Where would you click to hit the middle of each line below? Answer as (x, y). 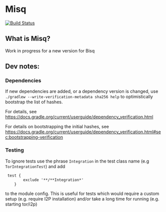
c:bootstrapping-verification (34, 137)
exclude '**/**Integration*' (53, 180)
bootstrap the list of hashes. (34, 102)
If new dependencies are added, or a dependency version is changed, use (82, 91)
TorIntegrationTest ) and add (35, 166)
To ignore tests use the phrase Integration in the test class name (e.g (77, 161)
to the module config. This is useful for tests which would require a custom (82, 194)
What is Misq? (28, 39)
